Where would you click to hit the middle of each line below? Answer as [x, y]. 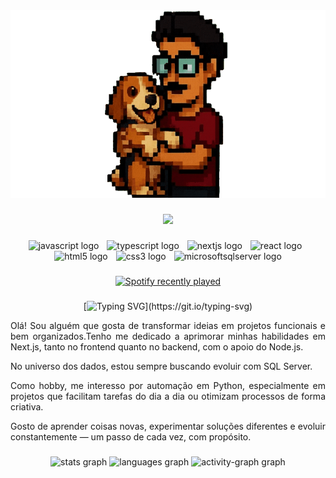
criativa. [27, 406]
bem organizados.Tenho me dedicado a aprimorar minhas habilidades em [168, 336]
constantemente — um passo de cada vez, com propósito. [131, 436]
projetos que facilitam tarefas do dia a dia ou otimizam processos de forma [168, 396]
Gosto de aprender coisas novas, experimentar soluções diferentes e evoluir [168, 426]
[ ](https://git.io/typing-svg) [168, 306]
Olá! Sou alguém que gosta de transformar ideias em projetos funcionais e [168, 325]
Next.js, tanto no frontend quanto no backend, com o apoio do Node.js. [157, 346]
